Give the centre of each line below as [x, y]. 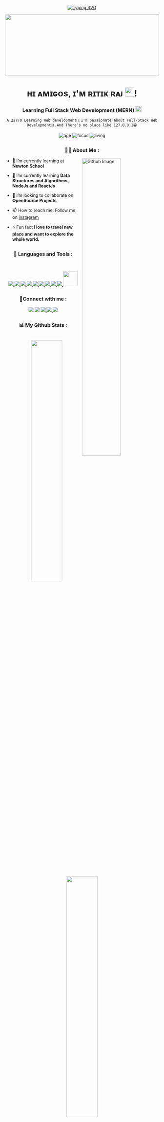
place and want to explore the [43, 234]
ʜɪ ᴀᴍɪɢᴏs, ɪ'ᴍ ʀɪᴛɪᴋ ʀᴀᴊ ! [82, 94]
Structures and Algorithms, [41, 181]
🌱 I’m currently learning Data [41, 175]
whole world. [26, 239]
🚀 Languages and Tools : [43, 254]
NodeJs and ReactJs [33, 186]
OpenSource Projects [34, 201]
